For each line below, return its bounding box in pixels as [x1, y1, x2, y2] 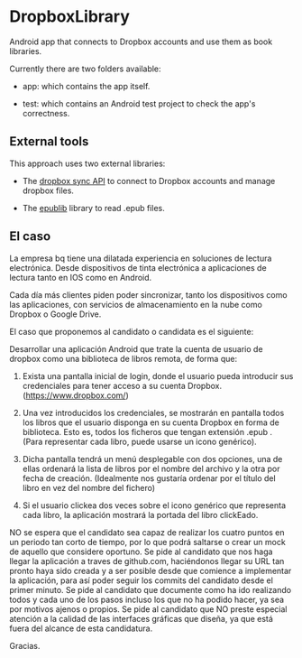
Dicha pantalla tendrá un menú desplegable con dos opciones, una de [22, 453, 283, 464]
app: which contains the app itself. [22, 80, 151, 91]
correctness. [22, 107, 70, 118]
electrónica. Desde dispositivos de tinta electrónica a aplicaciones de [9, 262, 268, 273]
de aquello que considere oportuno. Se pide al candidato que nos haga [9, 546, 273, 557]
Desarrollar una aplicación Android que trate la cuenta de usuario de [9, 343, 263, 354]
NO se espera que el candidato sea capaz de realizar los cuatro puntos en [9, 526, 286, 538]
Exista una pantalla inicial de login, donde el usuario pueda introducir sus [22, 370, 294, 381]
